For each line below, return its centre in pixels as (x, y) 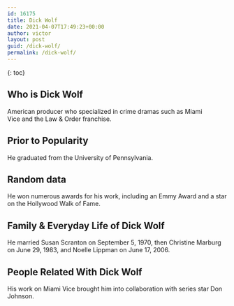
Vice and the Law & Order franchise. (59, 119)
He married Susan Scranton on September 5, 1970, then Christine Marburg (114, 242)
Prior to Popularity (48, 141)
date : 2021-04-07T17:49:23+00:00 (56, 27)
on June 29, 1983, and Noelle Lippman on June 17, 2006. (89, 250)
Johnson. (21, 296)
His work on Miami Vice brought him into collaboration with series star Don (115, 289)
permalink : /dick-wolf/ (42, 53)
